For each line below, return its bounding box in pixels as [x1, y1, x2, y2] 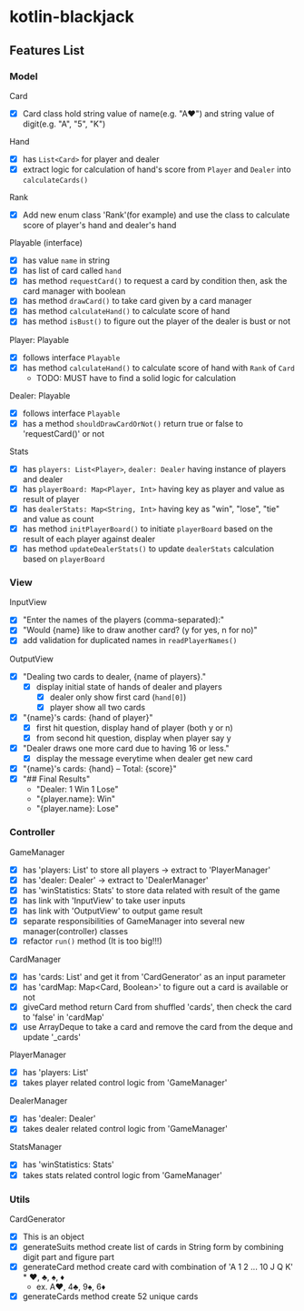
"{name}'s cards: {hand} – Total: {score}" [22, 763, 177, 774]
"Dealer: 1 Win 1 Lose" [35, 784, 120, 795]
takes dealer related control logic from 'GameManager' [22, 1124, 229, 1135]
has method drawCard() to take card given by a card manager [22, 296, 252, 307]
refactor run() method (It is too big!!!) [22, 935, 162, 946]
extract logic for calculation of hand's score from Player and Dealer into [22, 164, 292, 175]
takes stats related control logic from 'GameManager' [22, 1169, 222, 1180]
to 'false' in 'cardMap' [22, 1012, 104, 1023]
